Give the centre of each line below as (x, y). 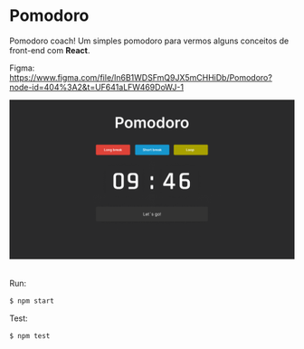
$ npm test (30, 335)
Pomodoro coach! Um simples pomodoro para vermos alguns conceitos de (149, 41)
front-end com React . (50, 50)
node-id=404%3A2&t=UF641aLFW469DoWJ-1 (96, 87)
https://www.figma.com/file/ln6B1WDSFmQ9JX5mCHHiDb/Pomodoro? (141, 77)
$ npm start (32, 301)
